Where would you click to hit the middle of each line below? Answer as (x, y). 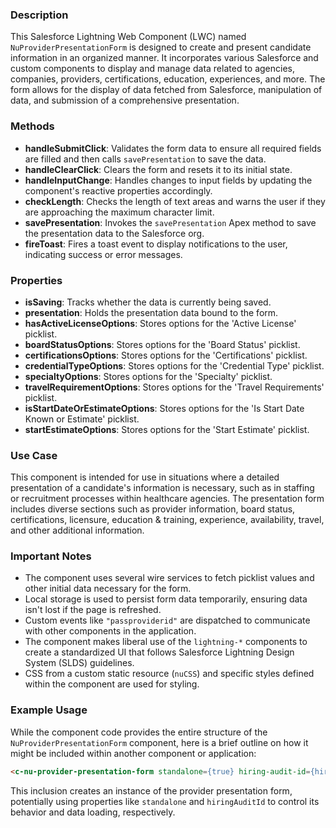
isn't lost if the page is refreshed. (93, 610)
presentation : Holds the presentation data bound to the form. (151, 312)
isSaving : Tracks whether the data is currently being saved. (148, 302)
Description (39, 15)
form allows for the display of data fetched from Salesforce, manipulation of (166, 90)
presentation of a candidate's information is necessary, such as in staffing (162, 488)
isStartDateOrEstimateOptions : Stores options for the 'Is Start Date (164, 408)
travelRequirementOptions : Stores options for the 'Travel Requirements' (174, 387)
